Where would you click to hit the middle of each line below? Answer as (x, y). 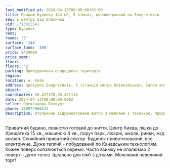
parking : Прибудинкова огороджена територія (53, 71)
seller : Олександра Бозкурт (35, 104)
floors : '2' (18, 66)
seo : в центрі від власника (35, 19)
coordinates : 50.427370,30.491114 (42, 95)
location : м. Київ (25, 80)
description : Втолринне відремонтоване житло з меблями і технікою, (79, 114)
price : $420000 (21, 52)
